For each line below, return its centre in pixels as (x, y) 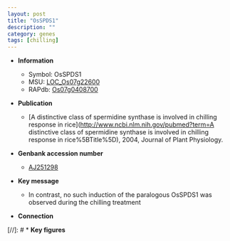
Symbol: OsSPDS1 (55, 75)
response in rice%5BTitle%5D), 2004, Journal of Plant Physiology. (126, 140)
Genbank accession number (60, 154)
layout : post (27, 14)
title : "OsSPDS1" (33, 21)
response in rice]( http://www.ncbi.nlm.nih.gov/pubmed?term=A (121, 124)
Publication (35, 103)
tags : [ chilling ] (33, 41)
